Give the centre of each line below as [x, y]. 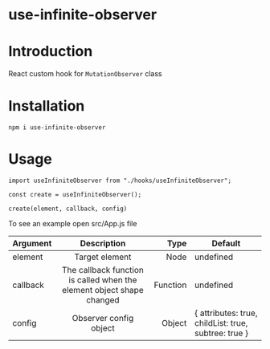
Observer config [103, 318]
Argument [32, 243]
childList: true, [221, 323]
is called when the [103, 280]
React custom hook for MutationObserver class [85, 74]
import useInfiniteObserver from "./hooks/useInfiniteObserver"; [120, 181]
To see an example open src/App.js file [73, 223]
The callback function [103, 270]
